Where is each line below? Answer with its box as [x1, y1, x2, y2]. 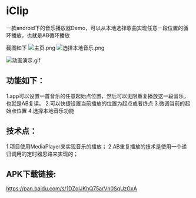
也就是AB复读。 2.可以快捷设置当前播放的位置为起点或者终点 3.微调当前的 [6, 100, 185, 107]
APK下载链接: [6, 169, 57, 179]
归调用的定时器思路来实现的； [6, 150, 78, 157]
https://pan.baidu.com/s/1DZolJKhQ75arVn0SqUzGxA [6, 185, 137, 192]
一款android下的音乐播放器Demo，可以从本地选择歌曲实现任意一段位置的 [6, 24, 184, 31]
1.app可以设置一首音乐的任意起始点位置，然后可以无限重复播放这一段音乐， [6, 93, 190, 100]
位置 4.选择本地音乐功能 [16, 107, 75, 114]
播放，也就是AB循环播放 [11, 31, 70, 39]
